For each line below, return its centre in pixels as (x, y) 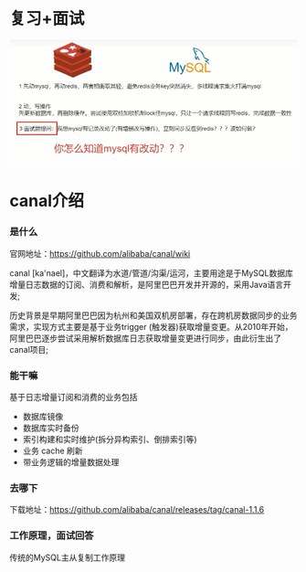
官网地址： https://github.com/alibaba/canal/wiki (100, 253)
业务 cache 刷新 (53, 450)
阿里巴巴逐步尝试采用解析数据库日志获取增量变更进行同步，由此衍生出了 (145, 338)
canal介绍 (47, 201)
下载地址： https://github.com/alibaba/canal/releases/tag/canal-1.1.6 (137, 510)
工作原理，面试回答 (52, 535)
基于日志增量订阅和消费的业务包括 (74, 397)
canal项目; (29, 349)
